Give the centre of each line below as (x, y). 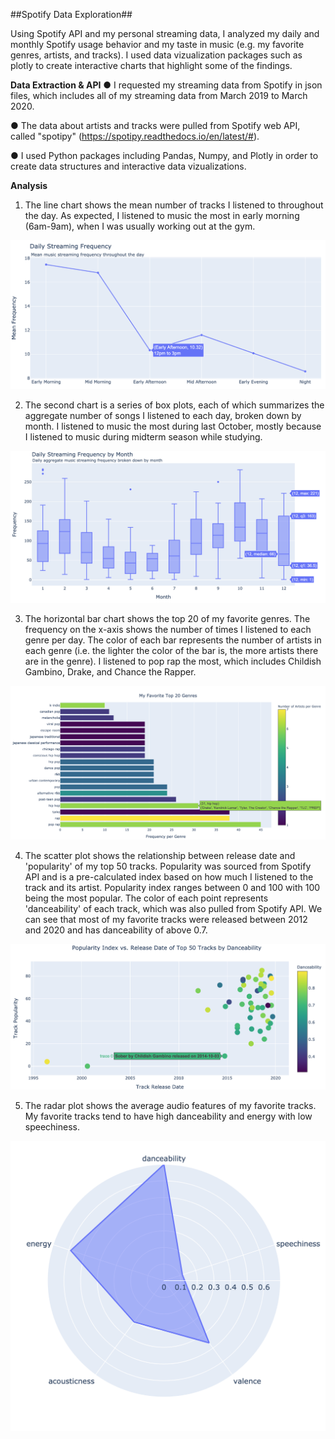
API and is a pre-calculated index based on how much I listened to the (169, 877)
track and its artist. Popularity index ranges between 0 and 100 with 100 (172, 888)
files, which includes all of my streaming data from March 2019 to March (159, 95)
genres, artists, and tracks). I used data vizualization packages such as (156, 55)
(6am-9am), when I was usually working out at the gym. (140, 226)
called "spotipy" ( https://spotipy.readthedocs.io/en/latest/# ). (135, 136)
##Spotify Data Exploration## (71, 14)
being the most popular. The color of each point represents (146, 898)
